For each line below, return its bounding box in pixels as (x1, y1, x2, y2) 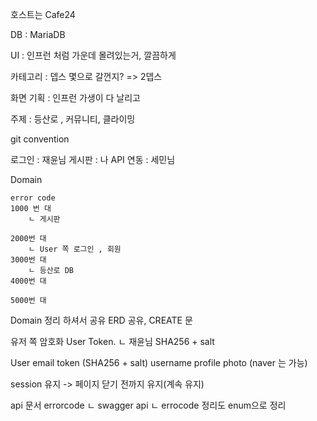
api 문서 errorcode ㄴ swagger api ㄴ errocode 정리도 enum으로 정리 (10, 399, 287, 411)
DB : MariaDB (10, 29, 66, 40)
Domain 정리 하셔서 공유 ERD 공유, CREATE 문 (10, 314, 193, 326)
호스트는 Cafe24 (10, 9, 76, 20)
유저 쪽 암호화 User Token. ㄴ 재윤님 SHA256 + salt (10, 336, 215, 347)
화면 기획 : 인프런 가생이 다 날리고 (10, 92, 141, 103)
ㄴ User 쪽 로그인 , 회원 (28, 244, 122, 254)
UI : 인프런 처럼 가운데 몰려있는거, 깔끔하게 (10, 49, 177, 61)
